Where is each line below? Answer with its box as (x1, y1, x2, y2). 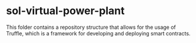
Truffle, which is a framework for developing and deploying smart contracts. (6, 29, 191, 37)
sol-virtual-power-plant (6, 4, 125, 18)
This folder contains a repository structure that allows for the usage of (6, 24, 177, 31)
